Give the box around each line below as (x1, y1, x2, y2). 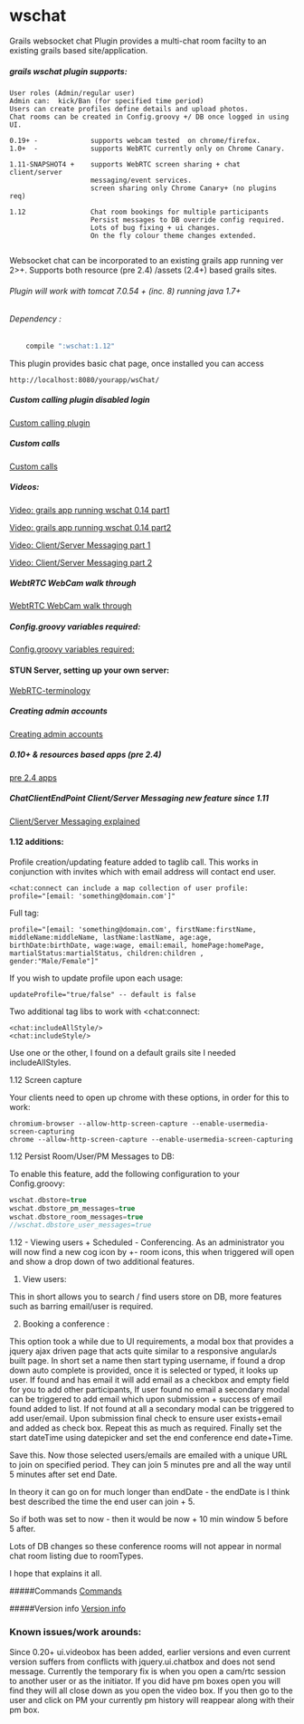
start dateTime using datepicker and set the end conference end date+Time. (9, 1432, 294, 1443)
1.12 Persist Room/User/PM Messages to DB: (9, 1151, 175, 1162)
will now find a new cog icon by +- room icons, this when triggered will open (9, 1247, 295, 1258)
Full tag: (9, 907, 39, 918)
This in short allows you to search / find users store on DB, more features (9, 1291, 282, 1302)
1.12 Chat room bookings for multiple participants (9, 207, 270, 216)
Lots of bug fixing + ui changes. (90, 223, 221, 232)
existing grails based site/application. (9, 44, 148, 55)
